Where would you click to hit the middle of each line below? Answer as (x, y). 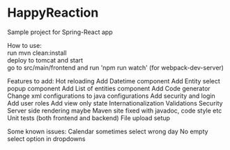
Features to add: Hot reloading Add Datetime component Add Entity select (114, 81)
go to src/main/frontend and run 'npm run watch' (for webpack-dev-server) (116, 67)
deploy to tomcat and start (45, 60)
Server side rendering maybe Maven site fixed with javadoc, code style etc (115, 110)
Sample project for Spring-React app (60, 32)
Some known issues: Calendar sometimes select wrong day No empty (108, 131)
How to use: (24, 45)
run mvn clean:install (37, 53)
